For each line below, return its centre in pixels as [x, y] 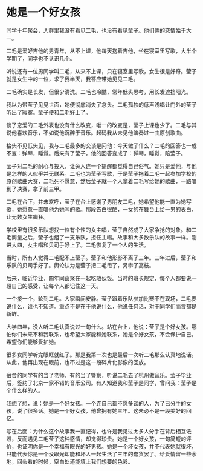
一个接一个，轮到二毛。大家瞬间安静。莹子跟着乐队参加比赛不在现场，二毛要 [101, 298]
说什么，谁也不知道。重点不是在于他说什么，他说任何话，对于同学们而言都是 [101, 306]
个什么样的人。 [25, 390]
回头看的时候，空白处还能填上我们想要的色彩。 [75, 461]
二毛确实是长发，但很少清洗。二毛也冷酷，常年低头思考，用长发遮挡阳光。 [99, 92]
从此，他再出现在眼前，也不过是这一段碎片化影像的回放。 [78, 362]
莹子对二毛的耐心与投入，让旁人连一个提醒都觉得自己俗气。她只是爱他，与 [99, 166]
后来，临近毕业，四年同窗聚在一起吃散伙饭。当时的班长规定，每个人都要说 [99, 278]
